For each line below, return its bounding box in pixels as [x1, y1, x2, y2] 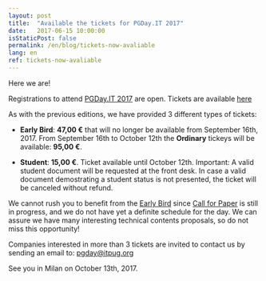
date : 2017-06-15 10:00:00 [8, 26, 105, 34]
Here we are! [8, 78, 51, 88]
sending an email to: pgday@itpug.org [8, 247, 134, 257]
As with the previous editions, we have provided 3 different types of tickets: [8, 109, 257, 118]
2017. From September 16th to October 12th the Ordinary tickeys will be [19, 133, 256, 143]
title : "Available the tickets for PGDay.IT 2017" [8, 19, 184, 27]
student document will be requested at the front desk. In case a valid [19, 166, 246, 175]
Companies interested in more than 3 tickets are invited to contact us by [8, 239, 245, 249]
